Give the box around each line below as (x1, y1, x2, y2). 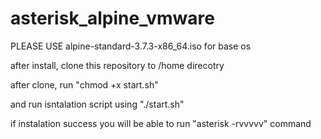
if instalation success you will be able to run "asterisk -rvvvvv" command (10, 117, 312, 129)
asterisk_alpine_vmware (10, 7, 216, 30)
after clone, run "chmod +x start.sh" (10, 78, 159, 91)
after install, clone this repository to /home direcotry (10, 59, 225, 71)
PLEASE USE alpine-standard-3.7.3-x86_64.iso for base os (10, 40, 252, 52)
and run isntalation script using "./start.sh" (10, 98, 185, 110)
